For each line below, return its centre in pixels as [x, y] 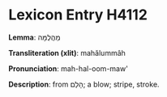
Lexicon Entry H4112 [78, 15]
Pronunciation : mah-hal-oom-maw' [68, 68]
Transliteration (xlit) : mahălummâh [67, 53]
